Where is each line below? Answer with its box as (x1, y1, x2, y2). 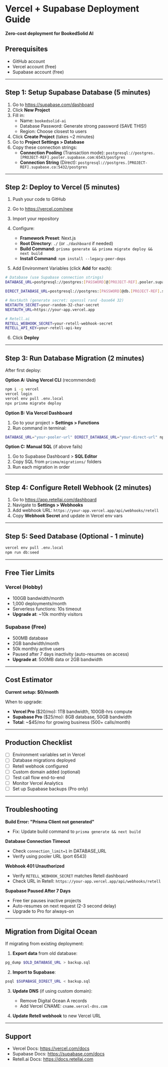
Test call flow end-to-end (12, 774, 65, 780)
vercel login (5, 391, 32, 396)
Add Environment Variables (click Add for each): (12, 265, 112, 271)
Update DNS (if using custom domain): (12, 988, 92, 994)
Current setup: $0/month (5, 689, 59, 695)
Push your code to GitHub (12, 196, 66, 202)
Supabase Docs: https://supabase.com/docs (12, 1051, 105, 1057)
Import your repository (12, 216, 59, 222)
